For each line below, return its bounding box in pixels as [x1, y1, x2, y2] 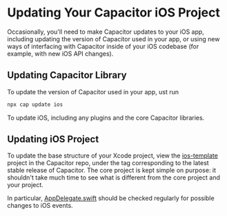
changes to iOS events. [7, 202, 74, 210]
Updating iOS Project [7, 133, 99, 145]
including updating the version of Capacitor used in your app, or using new [7, 34, 220, 43]
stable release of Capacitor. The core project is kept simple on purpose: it [7, 166, 216, 175]
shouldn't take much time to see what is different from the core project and [7, 173, 221, 182]
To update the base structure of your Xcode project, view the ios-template [7, 151, 219, 160]
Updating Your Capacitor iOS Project [7, 5, 221, 21]
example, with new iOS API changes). [7, 50, 114, 58]
